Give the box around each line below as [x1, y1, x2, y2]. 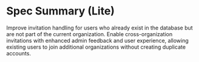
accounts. [6, 49, 32, 57]
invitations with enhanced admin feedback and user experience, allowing [6, 37, 189, 44]
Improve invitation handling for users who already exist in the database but [6, 24, 193, 31]
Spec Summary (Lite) [6, 4, 115, 18]
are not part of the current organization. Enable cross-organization [6, 30, 173, 37]
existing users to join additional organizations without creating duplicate [6, 43, 186, 51]
